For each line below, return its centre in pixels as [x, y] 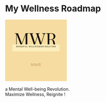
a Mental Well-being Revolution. [37, 89]
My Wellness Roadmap [53, 9]
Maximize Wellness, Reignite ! [35, 94]
